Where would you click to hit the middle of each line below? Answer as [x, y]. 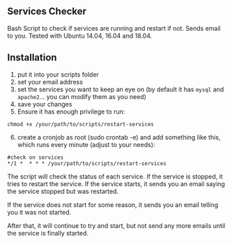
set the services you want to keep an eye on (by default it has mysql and [121, 89]
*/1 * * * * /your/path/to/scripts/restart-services [87, 163]
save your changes [45, 104]
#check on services [36, 157]
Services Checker [47, 12]
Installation [32, 58]
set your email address [50, 82]
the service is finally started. [48, 233]
